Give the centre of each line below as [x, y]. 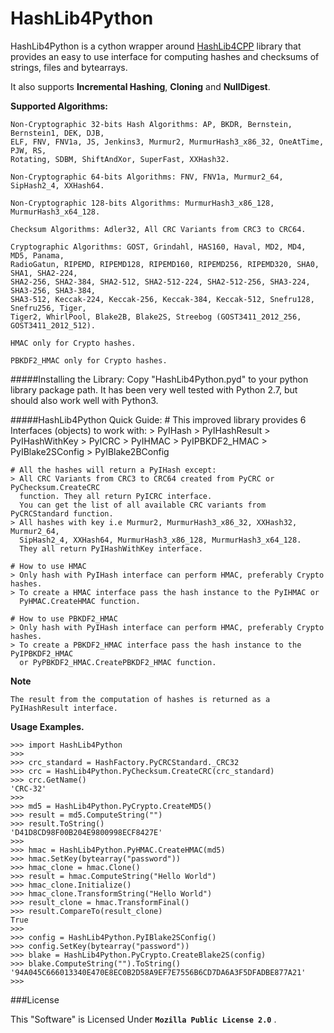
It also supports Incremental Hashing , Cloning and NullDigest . [140, 86]
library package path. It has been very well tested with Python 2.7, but [154, 389]
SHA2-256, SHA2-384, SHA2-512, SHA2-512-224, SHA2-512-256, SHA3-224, [160, 282]
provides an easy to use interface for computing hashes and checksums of [165, 56]
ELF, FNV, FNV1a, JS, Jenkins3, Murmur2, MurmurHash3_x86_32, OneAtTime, [167, 142]
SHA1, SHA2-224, [44, 273]
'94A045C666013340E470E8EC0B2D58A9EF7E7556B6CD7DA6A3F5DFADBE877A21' [158, 972]
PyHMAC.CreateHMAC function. [80, 601]
